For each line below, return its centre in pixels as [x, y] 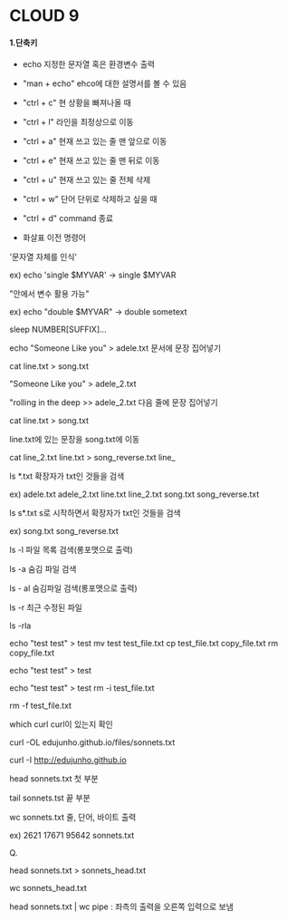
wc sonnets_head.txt [48, 888]
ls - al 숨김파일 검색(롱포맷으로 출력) [73, 588]
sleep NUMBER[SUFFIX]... [58, 330]
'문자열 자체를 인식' [43, 257]
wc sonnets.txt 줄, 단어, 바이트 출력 [73, 818]
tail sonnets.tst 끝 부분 [50, 798]
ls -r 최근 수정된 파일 [46, 607]
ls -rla [20, 625]
